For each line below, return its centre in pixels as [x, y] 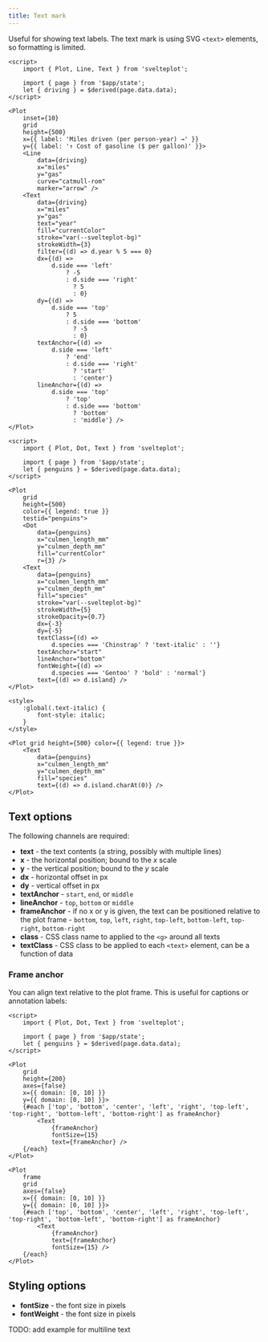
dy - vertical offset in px [60, 886]
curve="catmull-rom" [71, 181]
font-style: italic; [71, 715]
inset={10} [41, 118]
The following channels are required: [69, 836]
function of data [47, 954]
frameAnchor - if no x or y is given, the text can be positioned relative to [140, 911]
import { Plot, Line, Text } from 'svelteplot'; [106, 69]
